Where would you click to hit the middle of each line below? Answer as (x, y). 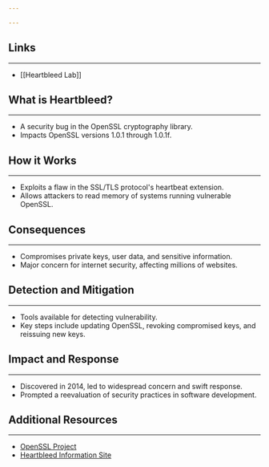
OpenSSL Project (48, 447)
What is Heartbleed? (61, 100)
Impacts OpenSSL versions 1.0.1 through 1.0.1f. (96, 135)
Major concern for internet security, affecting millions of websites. (128, 265)
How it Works (42, 160)
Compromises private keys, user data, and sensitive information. (126, 256)
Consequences (47, 229)
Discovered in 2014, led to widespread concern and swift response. (131, 386)
